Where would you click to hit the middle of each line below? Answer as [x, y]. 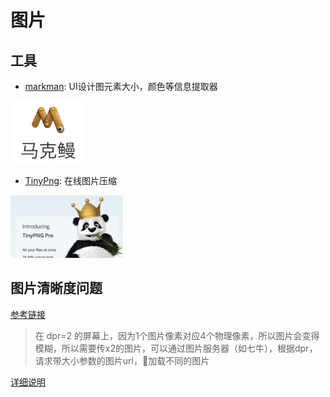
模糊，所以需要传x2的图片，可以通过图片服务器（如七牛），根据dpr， [176, 348]
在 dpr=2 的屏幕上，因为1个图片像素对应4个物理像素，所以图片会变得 [177, 335]
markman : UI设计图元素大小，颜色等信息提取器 [121, 86]
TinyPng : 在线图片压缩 [71, 180]
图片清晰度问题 [56, 288]
